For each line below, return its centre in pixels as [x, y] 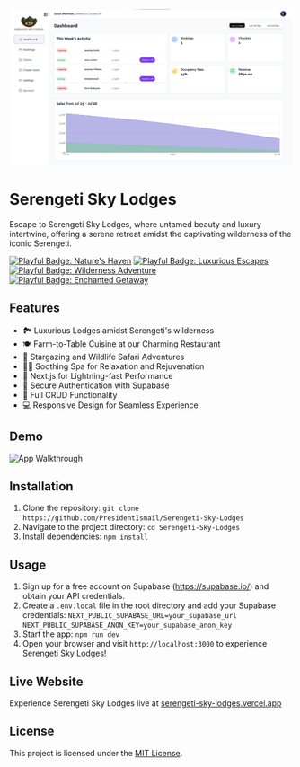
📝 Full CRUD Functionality [70, 394]
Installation [41, 486]
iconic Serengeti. [40, 243]
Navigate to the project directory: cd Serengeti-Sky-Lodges [131, 527]
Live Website [46, 681]
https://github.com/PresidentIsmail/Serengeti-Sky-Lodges [133, 518]
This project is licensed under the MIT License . [96, 753]
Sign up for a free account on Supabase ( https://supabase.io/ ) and [146, 586]
